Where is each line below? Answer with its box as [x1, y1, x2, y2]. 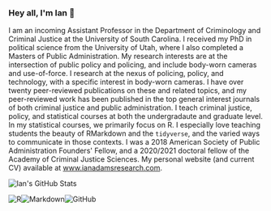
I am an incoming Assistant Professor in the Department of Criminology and [8, 26, 261, 36]
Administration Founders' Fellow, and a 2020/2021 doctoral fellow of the [8, 146, 250, 156]
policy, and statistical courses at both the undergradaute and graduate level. [8, 112, 264, 121]
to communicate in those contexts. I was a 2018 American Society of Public [8, 137, 260, 147]
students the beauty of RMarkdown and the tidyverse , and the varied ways [8, 129, 260, 138]
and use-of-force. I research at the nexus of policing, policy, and [8, 69, 225, 78]
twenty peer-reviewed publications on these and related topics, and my [8, 86, 247, 95]
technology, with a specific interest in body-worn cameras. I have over [8, 77, 244, 87]
